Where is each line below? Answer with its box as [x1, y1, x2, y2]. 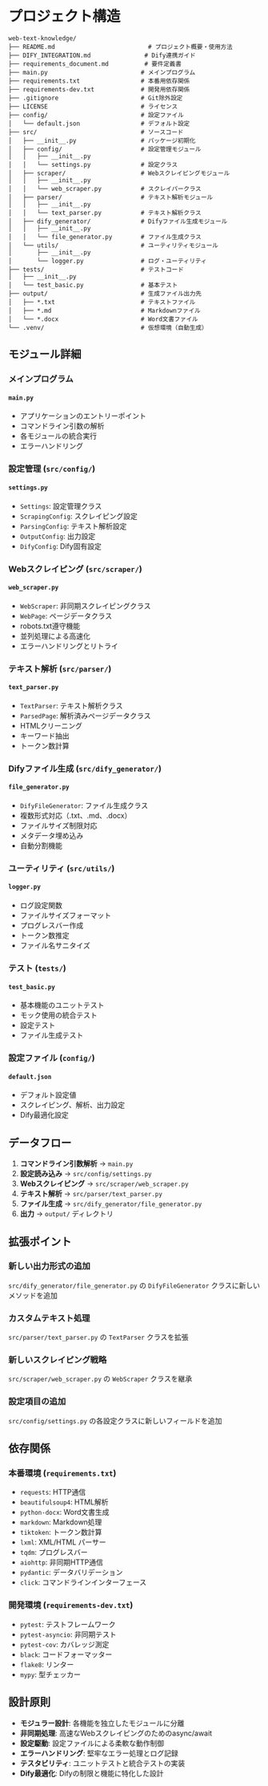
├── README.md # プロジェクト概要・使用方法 [8, 43, 234, 51]
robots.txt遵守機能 [19, 621, 81, 631]
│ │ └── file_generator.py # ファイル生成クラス [8, 233, 202, 241]
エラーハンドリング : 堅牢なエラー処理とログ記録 [19, 1748, 178, 1758]
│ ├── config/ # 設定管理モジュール [8, 145, 202, 153]
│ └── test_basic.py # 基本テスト [8, 281, 178, 289]
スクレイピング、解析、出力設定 [19, 1100, 126, 1110]
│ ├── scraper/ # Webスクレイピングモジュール [8, 169, 230, 177]
